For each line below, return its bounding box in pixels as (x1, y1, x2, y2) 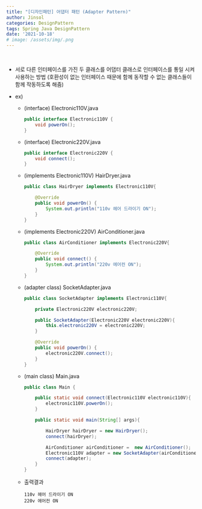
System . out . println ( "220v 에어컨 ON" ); (45, 261, 142, 268)
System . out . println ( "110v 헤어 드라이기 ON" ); (45, 205, 157, 211)
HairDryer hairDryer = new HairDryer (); (45, 428, 148, 434)
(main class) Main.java (23, 372, 80, 379)
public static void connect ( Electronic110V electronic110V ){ (35, 395, 191, 401)
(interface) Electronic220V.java (23, 138, 101, 145)
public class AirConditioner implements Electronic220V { (23, 239, 170, 246)
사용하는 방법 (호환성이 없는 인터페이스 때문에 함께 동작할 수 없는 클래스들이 (14, 73, 192, 80)
